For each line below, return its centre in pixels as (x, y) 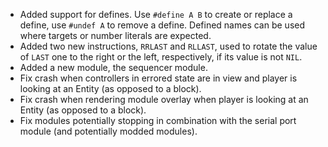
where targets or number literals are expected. (115, 35)
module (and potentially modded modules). (108, 131)
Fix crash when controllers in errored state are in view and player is (158, 78)
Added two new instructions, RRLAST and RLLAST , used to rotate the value (168, 46)
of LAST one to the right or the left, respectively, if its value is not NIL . (161, 57)
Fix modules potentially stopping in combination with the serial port (158, 120)
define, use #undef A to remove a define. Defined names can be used (162, 25)
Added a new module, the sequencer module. (113, 67)
